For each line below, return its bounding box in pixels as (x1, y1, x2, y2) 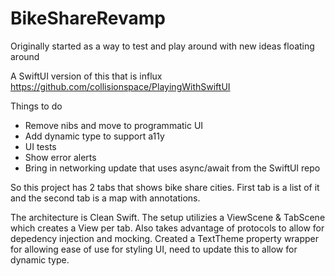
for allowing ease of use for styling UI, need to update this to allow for (10, 243, 298, 255)
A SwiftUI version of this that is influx (10, 70, 163, 82)
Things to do (10, 100, 63, 112)
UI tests (24, 140, 57, 152)
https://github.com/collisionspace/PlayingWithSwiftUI (10, 80, 231, 92)
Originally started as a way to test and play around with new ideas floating (10, 40, 315, 52)
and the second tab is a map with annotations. (10, 192, 201, 204)
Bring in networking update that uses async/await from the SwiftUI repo (24, 162, 321, 174)
